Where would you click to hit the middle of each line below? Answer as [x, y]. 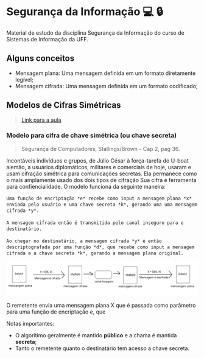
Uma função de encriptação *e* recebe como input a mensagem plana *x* [99, 198]
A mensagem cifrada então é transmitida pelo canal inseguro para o [95, 223]
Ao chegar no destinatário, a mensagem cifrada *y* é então [84, 241]
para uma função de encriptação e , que [56, 312]
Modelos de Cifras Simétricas [64, 105]
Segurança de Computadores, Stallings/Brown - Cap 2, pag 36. [101, 149]
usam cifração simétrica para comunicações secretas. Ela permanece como [102, 174]
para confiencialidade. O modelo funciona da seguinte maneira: [86, 186]
